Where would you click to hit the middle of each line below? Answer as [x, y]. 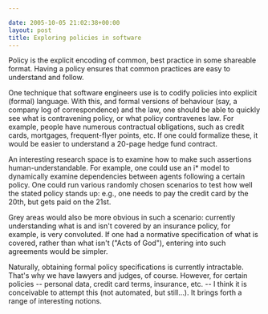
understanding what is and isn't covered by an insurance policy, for [120, 226]
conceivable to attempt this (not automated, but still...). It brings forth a [125, 292]
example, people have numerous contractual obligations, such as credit [126, 127]
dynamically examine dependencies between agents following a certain [127, 176]
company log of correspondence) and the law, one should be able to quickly [134, 110]
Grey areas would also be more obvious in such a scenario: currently [122, 218]
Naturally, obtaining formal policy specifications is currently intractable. [126, 267]
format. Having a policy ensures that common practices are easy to [120, 69]
